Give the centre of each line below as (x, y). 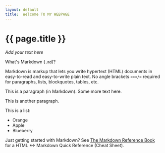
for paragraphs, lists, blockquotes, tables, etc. (52, 82)
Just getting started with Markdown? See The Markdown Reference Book (80, 140)
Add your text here (24, 52)
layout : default (22, 10)
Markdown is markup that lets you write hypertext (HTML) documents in (79, 72)
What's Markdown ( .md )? (30, 62)
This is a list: (18, 111)
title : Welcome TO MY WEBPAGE (37, 14)
